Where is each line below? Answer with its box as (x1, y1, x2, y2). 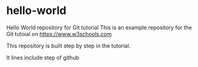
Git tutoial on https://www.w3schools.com (6, 30, 112, 37)
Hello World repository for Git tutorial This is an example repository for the (6, 24, 193, 31)
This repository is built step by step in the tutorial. (6, 42, 131, 49)
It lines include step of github (6, 54, 79, 61)
